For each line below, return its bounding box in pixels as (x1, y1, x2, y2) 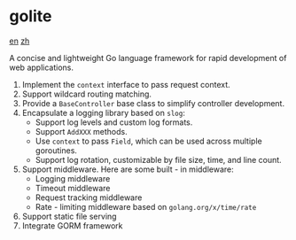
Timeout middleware (35, 182, 111, 193)
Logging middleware (35, 173, 111, 183)
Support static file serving (21, 211, 117, 221)
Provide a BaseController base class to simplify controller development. (21, 97, 285, 108)
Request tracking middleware (35, 192, 143, 203)
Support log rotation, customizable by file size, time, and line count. (35, 154, 282, 165)
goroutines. (35, 144, 78, 156)
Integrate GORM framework (21, 220, 123, 231)
